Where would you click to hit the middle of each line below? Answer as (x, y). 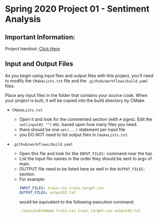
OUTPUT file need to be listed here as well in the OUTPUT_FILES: (82, 169)
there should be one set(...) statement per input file (72, 129)
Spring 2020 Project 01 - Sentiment (77, 9)
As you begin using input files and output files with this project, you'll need (79, 76)
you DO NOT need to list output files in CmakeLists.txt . (74, 135)
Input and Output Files (39, 64)
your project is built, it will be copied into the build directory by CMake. (75, 100)
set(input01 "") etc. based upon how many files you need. (78, 124)
